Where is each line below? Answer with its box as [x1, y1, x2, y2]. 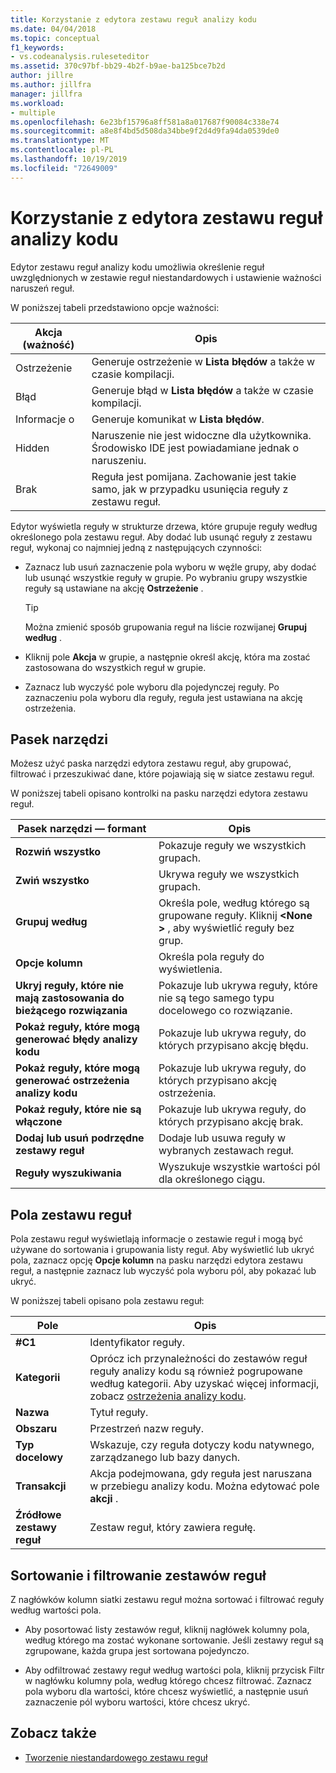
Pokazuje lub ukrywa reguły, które [158, 979, 318, 993]
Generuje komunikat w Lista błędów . [91, 412, 265, 426]
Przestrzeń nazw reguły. [89, 1422, 205, 1436]
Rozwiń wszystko [15, 845, 102, 859]
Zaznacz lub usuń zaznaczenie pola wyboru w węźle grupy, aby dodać [24, 561, 317, 573]
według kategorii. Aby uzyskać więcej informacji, [89, 1377, 320, 1391]
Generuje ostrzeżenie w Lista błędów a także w [91, 354, 316, 368]
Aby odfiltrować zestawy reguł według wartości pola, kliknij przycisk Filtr [24, 1664, 325, 1676]
